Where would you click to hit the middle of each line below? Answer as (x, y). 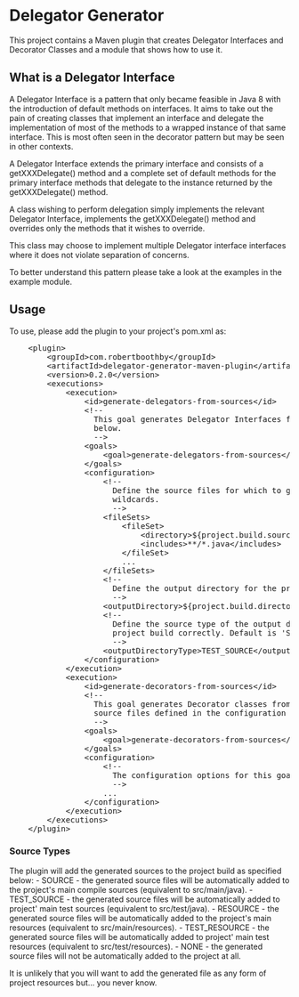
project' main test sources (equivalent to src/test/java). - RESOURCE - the (144, 908)
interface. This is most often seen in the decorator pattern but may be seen (147, 137)
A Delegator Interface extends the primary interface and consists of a (137, 163)
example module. (41, 281)
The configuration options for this (193, 775)
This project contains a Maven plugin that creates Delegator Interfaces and (146, 40)
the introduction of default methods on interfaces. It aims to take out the (141, 109)
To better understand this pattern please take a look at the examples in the (145, 272)
